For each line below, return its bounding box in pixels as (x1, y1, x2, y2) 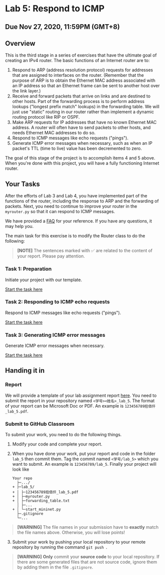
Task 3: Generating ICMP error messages (5, 331, 106, 338)
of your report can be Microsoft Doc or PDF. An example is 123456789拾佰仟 (5, 403, 156, 409)
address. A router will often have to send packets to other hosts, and (12, 125, 151, 130)
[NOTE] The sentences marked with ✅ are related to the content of (17, 248, 153, 254)
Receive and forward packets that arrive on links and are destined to (12, 93, 151, 99)
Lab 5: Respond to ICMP (5, 3, 105, 14)
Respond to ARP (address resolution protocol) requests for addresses (12, 67, 153, 73)
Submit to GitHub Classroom (5, 420, 75, 427)
